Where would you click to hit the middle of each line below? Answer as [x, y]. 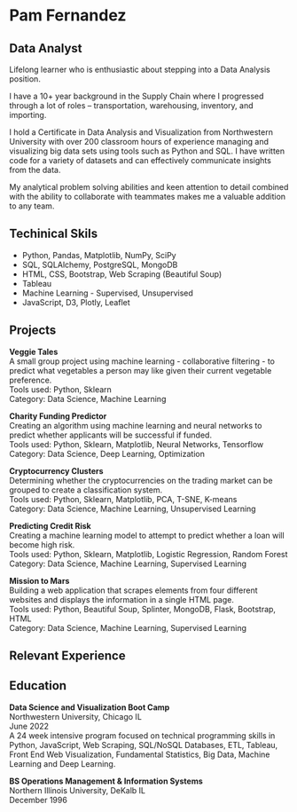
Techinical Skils [54, 234]
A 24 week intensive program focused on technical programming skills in [142, 735]
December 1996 [39, 800]
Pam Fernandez [68, 16]
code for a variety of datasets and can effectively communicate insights [141, 160]
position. [25, 79]
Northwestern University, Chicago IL [75, 716]
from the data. [35, 170]
